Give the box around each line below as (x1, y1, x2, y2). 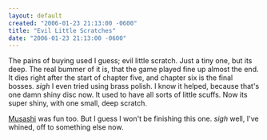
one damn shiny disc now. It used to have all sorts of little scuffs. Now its (8, 90, 248, 100)
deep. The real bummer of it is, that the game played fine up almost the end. (8, 65, 259, 74)
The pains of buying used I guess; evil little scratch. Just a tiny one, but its (8, 56, 253, 66)
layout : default (8, 11, 62, 20)
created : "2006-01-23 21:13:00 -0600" (8, 19, 137, 27)
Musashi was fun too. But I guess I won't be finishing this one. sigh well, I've (8, 114, 259, 124)
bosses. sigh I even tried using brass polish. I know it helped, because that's (8, 82, 260, 91)
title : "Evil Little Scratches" (8, 26, 116, 34)
